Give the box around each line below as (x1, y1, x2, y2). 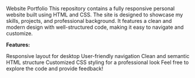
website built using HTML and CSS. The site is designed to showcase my (6, 11, 183, 18)
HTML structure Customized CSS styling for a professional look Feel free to (6, 59, 189, 66)
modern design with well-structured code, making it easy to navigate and (6, 23, 184, 30)
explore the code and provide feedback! (6, 65, 104, 72)
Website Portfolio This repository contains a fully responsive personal (6, 5, 175, 12)
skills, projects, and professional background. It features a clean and (6, 18, 172, 24)
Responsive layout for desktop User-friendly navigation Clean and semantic (6, 53, 190, 59)
